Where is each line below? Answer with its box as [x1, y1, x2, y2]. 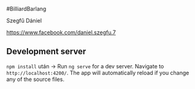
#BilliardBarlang [6, 5, 47, 12]
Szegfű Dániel [6, 17, 42, 24]
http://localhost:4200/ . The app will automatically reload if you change [6, 69, 189, 76]
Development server [6, 46, 86, 57]
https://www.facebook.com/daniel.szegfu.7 [6, 29, 117, 36]
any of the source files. [6, 76, 64, 83]
